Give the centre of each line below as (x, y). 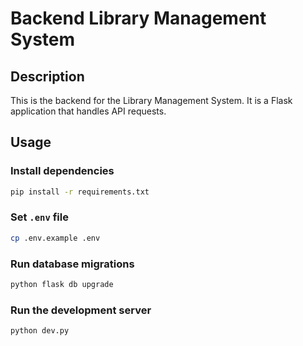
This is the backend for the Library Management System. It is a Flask (151, 100)
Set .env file (39, 217)
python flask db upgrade (62, 285)
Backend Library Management (138, 18)
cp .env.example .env (55, 238)
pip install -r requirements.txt (80, 192)
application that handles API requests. (88, 111)
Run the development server (81, 310)
